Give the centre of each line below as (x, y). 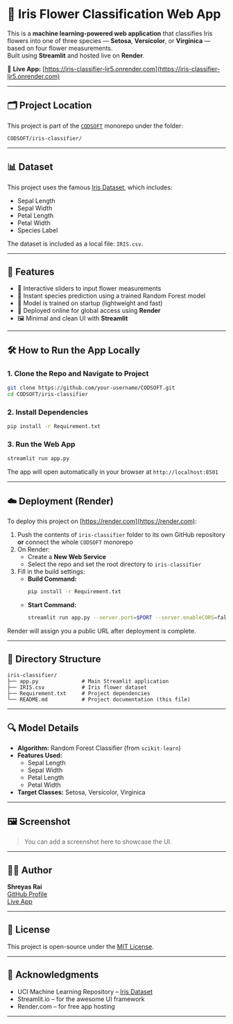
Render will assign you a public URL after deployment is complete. (102, 631)
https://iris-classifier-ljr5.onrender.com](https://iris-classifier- (132, 69)
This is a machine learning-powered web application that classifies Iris (110, 33)
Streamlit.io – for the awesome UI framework (81, 999)
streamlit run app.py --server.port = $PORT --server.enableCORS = (122, 617)
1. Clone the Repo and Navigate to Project (78, 373)
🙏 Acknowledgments (53, 975)
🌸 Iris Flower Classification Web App (114, 14)
